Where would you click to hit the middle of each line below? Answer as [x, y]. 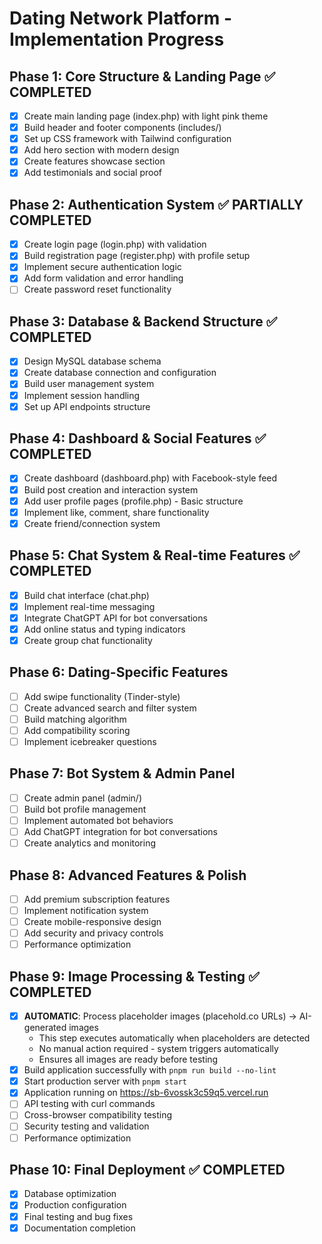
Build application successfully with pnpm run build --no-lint [150, 1070]
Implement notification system [86, 910]
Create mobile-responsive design [92, 922]
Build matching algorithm [75, 719]
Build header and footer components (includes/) [122, 128]
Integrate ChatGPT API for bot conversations [115, 618]
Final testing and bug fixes [78, 1216]
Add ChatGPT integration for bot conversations [121, 831]
